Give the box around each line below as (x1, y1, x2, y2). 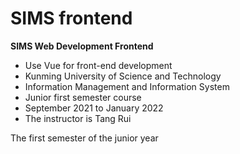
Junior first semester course (24, 91, 142, 103)
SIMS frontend (10, 7, 133, 30)
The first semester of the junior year (10, 132, 159, 144)
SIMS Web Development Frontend (10, 40, 154, 52)
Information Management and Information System (24, 80, 230, 92)
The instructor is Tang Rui (24, 112, 132, 124)
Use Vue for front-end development (24, 59, 173, 71)
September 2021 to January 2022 (24, 102, 164, 114)
